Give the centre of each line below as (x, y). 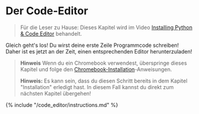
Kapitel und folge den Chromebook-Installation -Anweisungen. (96, 69)
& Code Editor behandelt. (51, 33)
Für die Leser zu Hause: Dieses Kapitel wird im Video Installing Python (106, 27)
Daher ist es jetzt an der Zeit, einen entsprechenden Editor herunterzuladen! (99, 51)
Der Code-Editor (47, 11)
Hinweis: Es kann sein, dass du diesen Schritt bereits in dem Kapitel (104, 81)
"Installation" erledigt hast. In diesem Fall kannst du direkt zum (97, 87)
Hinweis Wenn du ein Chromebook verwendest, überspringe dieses (103, 63)
